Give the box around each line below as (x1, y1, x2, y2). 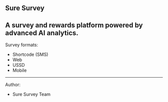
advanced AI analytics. (5, 28, 78, 37)
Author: (5, 82, 21, 88)
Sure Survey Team (12, 92, 51, 98)
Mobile (12, 67, 27, 74)
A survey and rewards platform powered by (5, 21, 143, 29)
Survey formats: (5, 42, 38, 48)
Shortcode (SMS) (12, 52, 48, 58)
